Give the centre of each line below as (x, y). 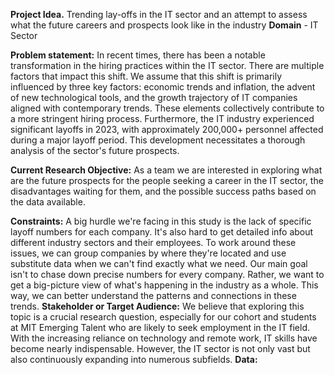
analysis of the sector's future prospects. (95, 150)
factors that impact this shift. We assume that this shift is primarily (146, 76)
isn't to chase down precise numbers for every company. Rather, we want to (167, 274)
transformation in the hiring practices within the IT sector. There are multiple (167, 65)
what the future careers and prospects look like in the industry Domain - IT (164, 25)
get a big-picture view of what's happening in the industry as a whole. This (164, 285)
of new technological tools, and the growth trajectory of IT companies (154, 97)
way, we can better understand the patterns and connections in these (153, 295)
